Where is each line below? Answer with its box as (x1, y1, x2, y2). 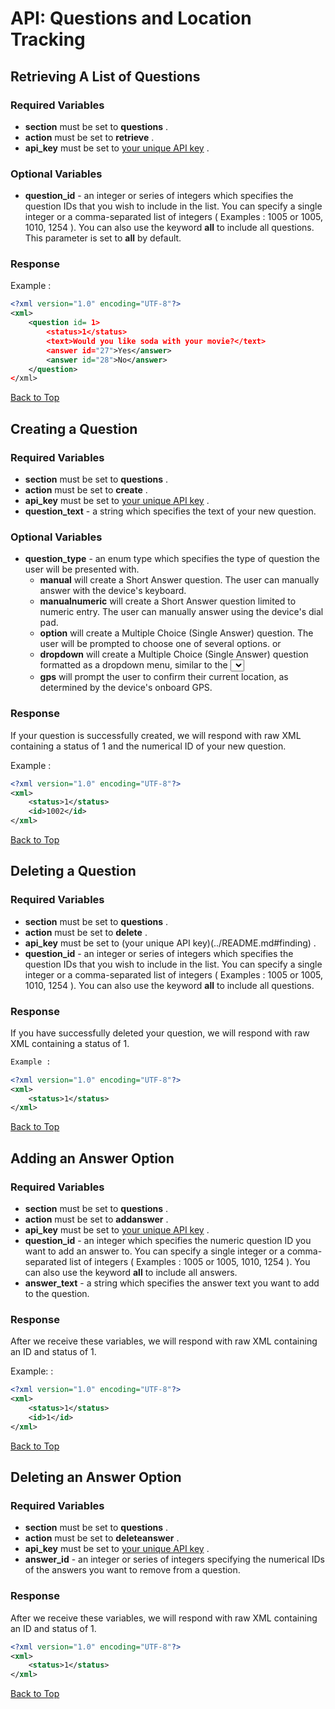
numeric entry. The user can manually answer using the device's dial (39, 606, 324, 618)
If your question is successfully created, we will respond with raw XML (10, 729, 302, 741)
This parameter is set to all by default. (24, 232, 182, 244)
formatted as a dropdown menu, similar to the (39, 659, 228, 671)
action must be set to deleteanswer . (24, 1532, 180, 1544)
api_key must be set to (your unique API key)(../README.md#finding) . (24, 937, 317, 949)
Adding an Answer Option (10, 1150, 175, 1167)
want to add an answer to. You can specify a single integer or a (24, 1245, 285, 1257)
